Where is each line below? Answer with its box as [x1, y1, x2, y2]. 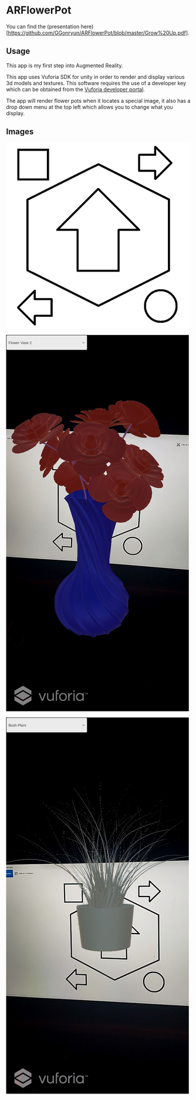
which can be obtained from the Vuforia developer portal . [6, 86, 145, 93]
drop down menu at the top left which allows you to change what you [6, 103, 173, 111]
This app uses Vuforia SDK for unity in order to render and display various [6, 73, 185, 80]
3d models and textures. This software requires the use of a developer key [6, 79, 187, 86]
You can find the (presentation [6, 23, 80, 30]
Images [6, 127, 34, 137]
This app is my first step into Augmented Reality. [6, 62, 123, 69]
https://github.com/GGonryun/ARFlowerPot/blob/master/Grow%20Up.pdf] [8, 29, 188, 36]
